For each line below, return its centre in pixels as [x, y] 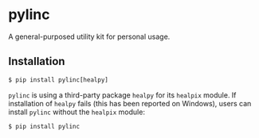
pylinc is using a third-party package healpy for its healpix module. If [122, 95]
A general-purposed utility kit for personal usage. [89, 36]
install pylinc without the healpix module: [77, 112]
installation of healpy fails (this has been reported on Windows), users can [130, 103]
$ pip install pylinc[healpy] [59, 80]
